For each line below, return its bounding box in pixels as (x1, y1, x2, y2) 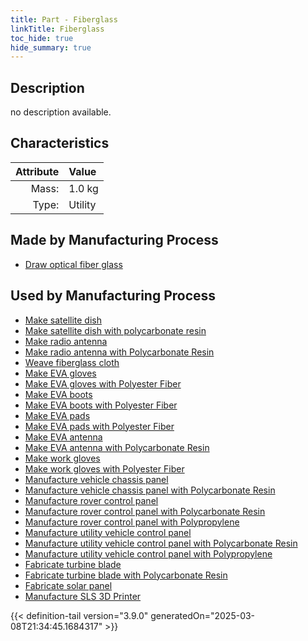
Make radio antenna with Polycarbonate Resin (24, 346, 215, 358)
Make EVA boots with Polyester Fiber (24, 399, 178, 411)
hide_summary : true (10, 42, 92, 53)
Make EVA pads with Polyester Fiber (24, 420, 175, 432)
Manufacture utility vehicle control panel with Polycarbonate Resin (24, 537, 298, 549)
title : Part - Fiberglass (10, 14, 118, 25)
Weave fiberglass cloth (24, 356, 120, 368)
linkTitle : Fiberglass (10, 24, 105, 34)
